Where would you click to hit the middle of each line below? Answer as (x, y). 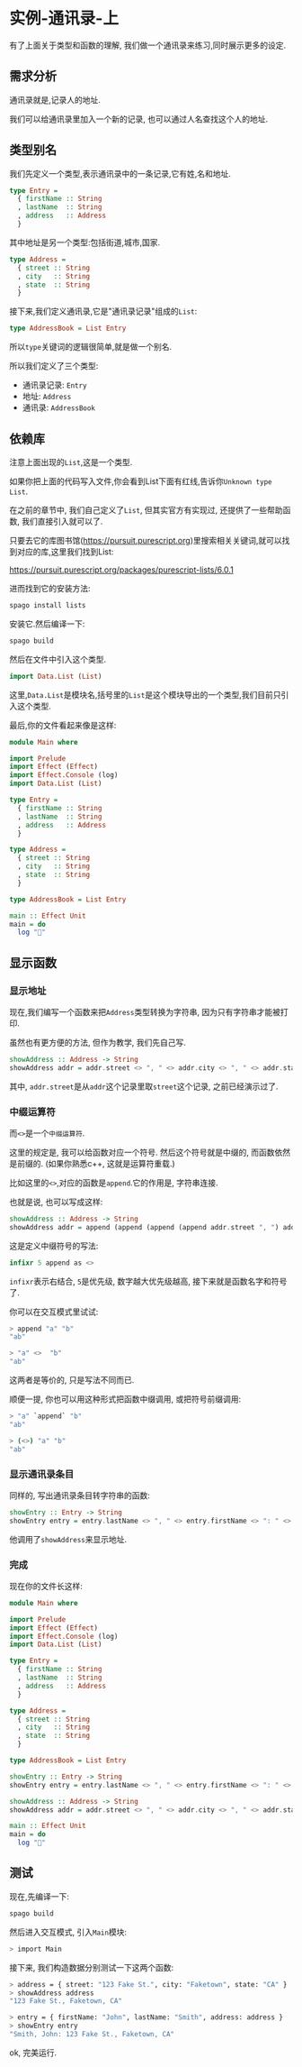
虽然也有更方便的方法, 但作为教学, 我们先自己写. (98, 1042)
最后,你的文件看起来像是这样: (63, 725)
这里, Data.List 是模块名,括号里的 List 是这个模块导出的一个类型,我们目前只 (145, 694)
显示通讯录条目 (42, 1474)
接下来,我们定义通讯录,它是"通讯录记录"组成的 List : (103, 311)
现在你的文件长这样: (46, 1586)
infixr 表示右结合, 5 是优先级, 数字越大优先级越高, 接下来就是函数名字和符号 (148, 1281)
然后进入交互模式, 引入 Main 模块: (68, 1932)
